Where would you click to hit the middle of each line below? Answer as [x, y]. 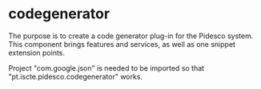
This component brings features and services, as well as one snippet [122, 44]
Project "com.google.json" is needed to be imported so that [106, 68]
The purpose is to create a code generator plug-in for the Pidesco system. [131, 36]
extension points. [37, 52]
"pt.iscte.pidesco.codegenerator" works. [75, 76]
